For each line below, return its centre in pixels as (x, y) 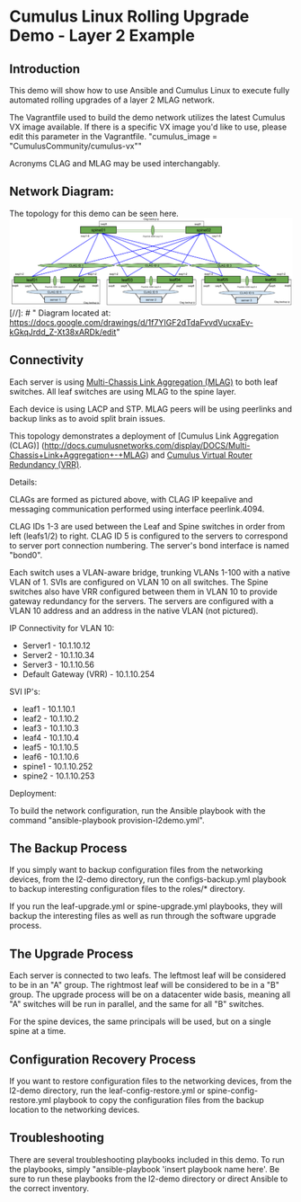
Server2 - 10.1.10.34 (58, 654)
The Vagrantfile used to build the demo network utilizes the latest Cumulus (147, 117)
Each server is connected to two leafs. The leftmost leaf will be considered (147, 975)
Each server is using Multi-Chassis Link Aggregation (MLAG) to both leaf (144, 382)
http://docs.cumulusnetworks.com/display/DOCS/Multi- (147, 445)
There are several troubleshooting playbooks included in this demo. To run (147, 1159)
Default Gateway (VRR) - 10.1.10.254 (89, 674)
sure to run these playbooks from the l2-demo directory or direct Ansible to (149, 1179)
